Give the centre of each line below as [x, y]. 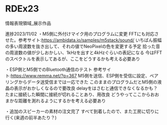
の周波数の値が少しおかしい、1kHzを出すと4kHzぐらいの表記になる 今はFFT [84, 52]
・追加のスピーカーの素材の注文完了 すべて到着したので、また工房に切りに [82, 111]
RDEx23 [22, 9]
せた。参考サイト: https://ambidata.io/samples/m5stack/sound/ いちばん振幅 [83, 40]
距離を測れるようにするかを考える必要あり [62, 100]
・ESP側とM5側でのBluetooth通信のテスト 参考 [54, 69]
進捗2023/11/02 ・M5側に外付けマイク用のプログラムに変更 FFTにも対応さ [82, 33]
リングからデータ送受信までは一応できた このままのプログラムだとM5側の [81, 82]
